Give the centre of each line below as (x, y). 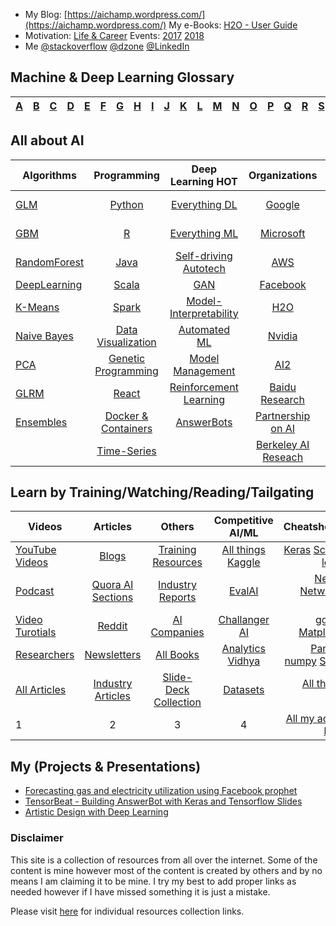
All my (300, 719)
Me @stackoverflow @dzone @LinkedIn (107, 46)
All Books (177, 655)
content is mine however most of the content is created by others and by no (166, 870)
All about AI (47, 140)
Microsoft (282, 233)
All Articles (41, 690)
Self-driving (203, 256)
